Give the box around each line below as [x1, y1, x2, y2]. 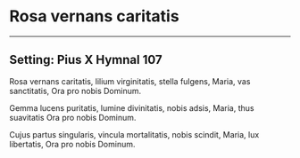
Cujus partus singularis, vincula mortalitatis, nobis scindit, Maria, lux [9, 129, 260, 139]
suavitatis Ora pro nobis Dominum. [9, 112, 137, 122]
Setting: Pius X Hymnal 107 [9, 52, 162, 67]
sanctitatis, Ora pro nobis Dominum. [9, 85, 142, 96]
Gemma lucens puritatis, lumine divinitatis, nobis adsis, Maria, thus [9, 102, 254, 113]
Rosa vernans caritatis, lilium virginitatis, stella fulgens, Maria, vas [9, 75, 251, 86]
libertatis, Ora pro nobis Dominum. [9, 138, 136, 149]
